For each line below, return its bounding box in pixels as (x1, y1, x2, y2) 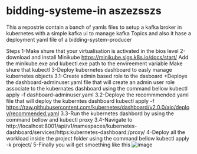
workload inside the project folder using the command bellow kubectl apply (6, 135, 190, 142)
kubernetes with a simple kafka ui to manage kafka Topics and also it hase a (6, 29, 192, 36)
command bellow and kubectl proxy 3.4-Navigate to (6, 116, 133, 123)
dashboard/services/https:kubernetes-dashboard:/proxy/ (6, 128, 146, 136)
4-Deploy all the (146, 128, 186, 136)
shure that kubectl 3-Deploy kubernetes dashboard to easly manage (6, 66, 172, 73)
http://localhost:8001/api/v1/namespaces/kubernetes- (6, 122, 137, 129)
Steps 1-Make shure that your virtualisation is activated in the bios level (6, 47, 179, 54)
